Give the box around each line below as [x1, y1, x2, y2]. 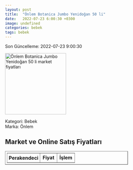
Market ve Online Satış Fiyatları [5, 138, 102, 146]
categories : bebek [5, 25, 42, 30]
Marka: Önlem [5, 123, 34, 129]
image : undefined [5, 21, 40, 26]
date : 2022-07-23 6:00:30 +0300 [5, 16, 76, 21]
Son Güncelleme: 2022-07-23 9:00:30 [5, 44, 82, 49]
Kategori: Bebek [5, 119, 38, 124]
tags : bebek [5, 30, 29, 35]
